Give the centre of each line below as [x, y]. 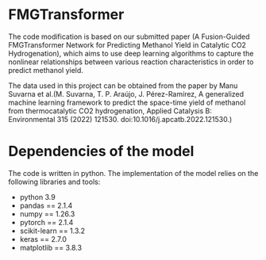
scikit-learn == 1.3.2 [52, 231]
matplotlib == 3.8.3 [50, 247]
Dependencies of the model [101, 151]
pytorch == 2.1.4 [46, 222]
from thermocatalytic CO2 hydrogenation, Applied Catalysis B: [110, 111]
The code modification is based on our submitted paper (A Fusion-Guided [129, 36]
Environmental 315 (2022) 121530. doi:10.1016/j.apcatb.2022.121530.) [120, 119]
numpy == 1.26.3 [47, 214]
